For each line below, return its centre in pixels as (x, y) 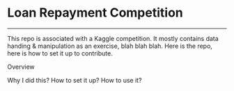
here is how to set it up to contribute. (60, 53)
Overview (21, 67)
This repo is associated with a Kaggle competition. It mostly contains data (113, 38)
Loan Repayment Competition (95, 13)
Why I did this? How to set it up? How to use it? (75, 80)
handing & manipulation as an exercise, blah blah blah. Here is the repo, (110, 46)
